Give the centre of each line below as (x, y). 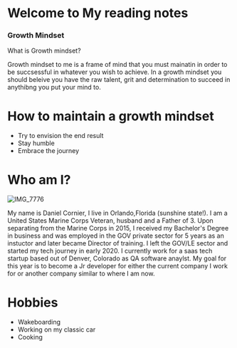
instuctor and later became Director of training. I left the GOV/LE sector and (118, 243)
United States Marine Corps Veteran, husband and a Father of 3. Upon (110, 221)
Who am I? (39, 180)
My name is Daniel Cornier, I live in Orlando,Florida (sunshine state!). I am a (117, 213)
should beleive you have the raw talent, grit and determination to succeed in (119, 80)
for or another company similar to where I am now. (81, 274)
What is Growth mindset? (44, 51)
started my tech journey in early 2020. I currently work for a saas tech (110, 251)
